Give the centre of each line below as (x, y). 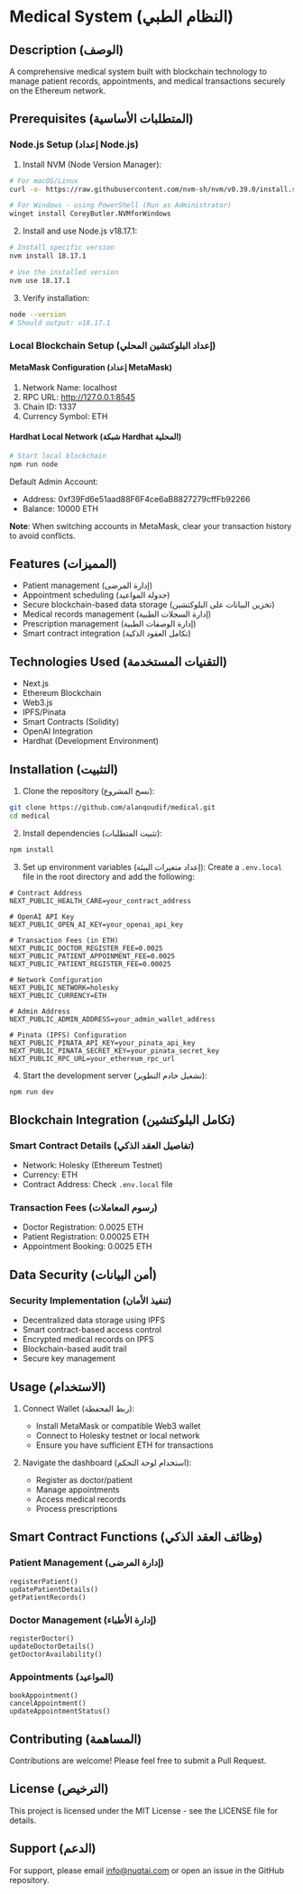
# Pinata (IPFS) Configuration (68, 1035)
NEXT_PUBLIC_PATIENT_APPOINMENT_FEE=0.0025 (92, 956)
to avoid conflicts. (42, 535)
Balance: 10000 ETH (60, 508)
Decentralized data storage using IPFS (93, 1320)
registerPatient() (44, 1581)
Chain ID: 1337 (49, 407)
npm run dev (32, 1092)
